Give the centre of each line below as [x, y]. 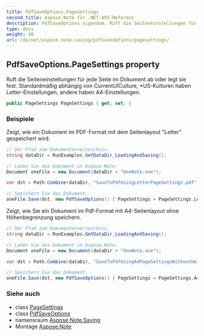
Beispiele [20, 119]
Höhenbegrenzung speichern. [44, 217]
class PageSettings [39, 307]
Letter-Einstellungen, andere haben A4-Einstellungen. [73, 92]
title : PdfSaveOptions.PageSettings [53, 12]
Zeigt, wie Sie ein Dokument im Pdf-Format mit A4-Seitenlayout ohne [93, 211]
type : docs [20, 29]
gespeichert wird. [28, 138]
